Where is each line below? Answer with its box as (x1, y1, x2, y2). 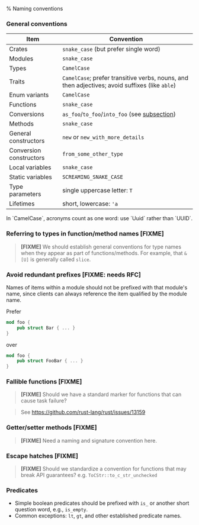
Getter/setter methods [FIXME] (6, 423, 97, 431)
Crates (9, 45, 28, 53)
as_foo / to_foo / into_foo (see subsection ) (62, 110, 176, 118)
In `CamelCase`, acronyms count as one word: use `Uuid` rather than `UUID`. (6, 215, 193, 222)
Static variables (9, 173, 52, 181)
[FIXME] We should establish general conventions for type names (20, 243, 182, 250)
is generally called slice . (30, 256, 91, 263)
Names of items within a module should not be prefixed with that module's (6, 284, 188, 291)
